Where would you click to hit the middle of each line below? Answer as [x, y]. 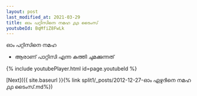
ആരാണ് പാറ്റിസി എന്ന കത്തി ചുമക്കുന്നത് [65, 57]
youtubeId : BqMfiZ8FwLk [35, 28]
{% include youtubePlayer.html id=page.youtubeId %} [72, 69]
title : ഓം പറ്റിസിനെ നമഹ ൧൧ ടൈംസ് [52, 23]
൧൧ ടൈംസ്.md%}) [29, 87]
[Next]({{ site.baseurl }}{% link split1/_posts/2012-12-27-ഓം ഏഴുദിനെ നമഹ [98, 80]
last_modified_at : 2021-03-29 [43, 17]
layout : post [22, 12]
